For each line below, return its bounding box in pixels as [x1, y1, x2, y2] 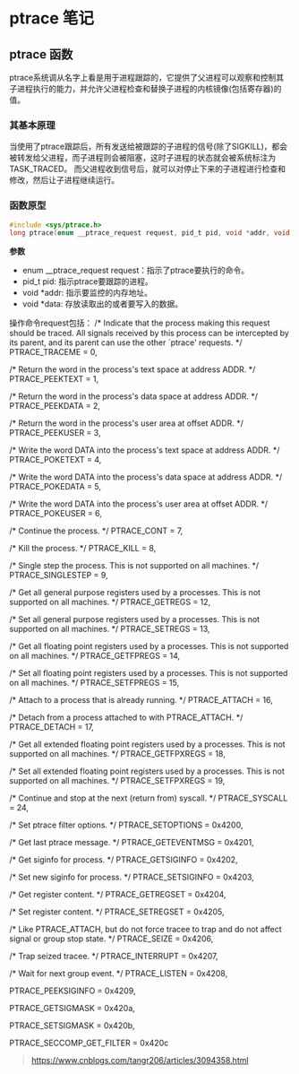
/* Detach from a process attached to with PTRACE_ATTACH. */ [9, 712, 243, 723]
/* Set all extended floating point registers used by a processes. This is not [9, 766, 285, 776]
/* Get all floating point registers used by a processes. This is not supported [9, 641, 289, 652]
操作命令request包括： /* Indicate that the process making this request [9, 317, 270, 328]
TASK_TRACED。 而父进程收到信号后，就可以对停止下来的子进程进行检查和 [9, 163, 286, 175]
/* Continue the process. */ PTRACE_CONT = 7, [9, 525, 184, 536]
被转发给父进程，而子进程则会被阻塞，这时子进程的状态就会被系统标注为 [9, 152, 276, 163]
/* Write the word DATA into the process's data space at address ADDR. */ [9, 472, 283, 482]
